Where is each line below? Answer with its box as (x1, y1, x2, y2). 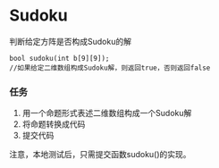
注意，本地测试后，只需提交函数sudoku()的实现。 (9, 149, 191, 160)
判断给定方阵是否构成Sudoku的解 (9, 36, 132, 46)
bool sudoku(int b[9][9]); (9, 54, 110, 63)
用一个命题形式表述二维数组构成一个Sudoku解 (21, 108, 192, 119)
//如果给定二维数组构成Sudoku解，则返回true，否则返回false (9, 63, 211, 72)
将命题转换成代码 (21, 119, 86, 130)
